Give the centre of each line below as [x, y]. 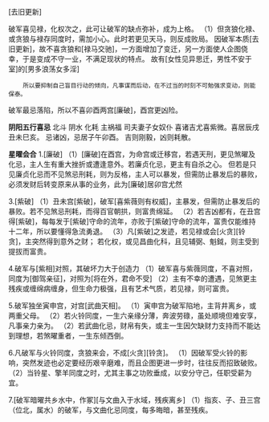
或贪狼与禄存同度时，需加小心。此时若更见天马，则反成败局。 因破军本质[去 [134, 39]
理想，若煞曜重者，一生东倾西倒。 [71, 336]
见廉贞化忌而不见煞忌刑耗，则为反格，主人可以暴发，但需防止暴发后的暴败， [135, 174]
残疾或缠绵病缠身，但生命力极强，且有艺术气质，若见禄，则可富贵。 [121, 288]
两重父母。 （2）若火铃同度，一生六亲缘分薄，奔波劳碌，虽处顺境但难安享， [134, 316]
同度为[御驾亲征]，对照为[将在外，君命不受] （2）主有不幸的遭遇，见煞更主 [132, 278]
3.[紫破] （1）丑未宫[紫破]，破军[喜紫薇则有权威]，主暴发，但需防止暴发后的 [134, 201]
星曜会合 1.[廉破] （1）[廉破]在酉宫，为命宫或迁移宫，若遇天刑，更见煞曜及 [132, 154]
